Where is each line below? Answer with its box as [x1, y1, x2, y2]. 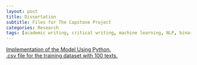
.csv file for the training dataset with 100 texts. [6, 52, 118, 59]
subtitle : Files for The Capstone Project [6, 19, 111, 25]
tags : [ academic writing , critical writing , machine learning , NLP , [6, 30, 177, 36]
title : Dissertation [6, 14, 57, 20]
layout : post [6, 8, 38, 15]
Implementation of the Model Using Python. [6, 46, 111, 53]
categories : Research [6, 24, 59, 31]
